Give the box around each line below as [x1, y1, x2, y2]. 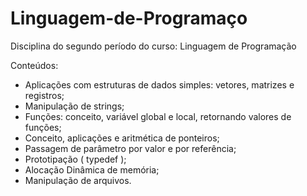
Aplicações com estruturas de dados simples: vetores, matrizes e [24, 78, 295, 91]
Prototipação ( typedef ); [24, 153, 127, 165]
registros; [24, 89, 65, 101]
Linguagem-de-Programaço [10, 7, 248, 30]
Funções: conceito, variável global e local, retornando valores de [24, 110, 292, 122]
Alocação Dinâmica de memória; [24, 163, 160, 176]
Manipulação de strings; [24, 100, 125, 112]
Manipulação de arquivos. [24, 174, 132, 186]
